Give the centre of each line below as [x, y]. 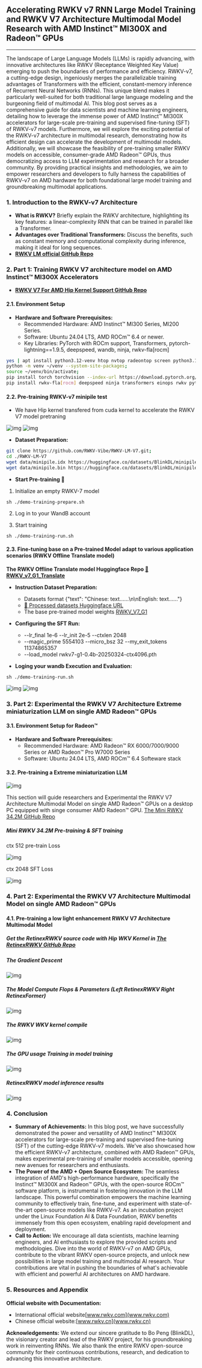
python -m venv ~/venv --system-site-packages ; [67, 366]
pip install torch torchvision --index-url [62, 377]
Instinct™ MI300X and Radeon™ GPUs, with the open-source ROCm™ [99, 1185]
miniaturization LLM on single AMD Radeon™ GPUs [82, 711]
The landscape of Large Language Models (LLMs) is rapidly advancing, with [100, 58]
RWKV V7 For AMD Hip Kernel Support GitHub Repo [81, 290]
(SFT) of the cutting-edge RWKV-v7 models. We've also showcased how [105, 1146]
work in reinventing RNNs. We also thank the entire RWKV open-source [95, 1346]
